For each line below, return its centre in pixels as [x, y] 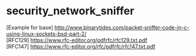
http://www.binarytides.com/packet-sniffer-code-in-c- [122, 27]
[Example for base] [30, 27]
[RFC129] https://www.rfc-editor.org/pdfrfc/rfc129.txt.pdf [77, 40]
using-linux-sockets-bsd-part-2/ [46, 33]
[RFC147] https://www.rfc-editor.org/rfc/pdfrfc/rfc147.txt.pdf [81, 46]
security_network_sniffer [70, 11]
